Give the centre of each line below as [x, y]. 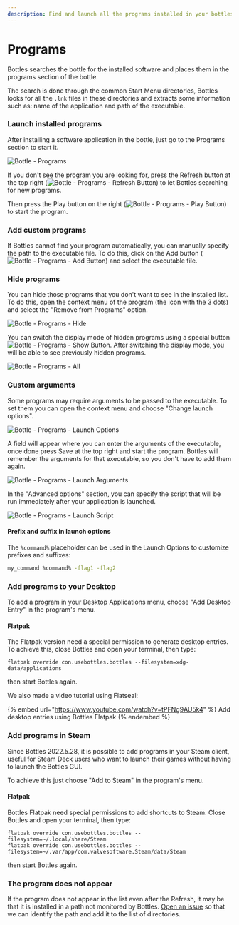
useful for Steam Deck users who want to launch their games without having [119, 759]
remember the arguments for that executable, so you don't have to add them [119, 458]
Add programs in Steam [49, 736]
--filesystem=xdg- [162, 662]
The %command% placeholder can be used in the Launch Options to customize [118, 547]
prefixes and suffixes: [39, 555]
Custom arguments [42, 385]
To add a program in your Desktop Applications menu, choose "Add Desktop [119, 602]
